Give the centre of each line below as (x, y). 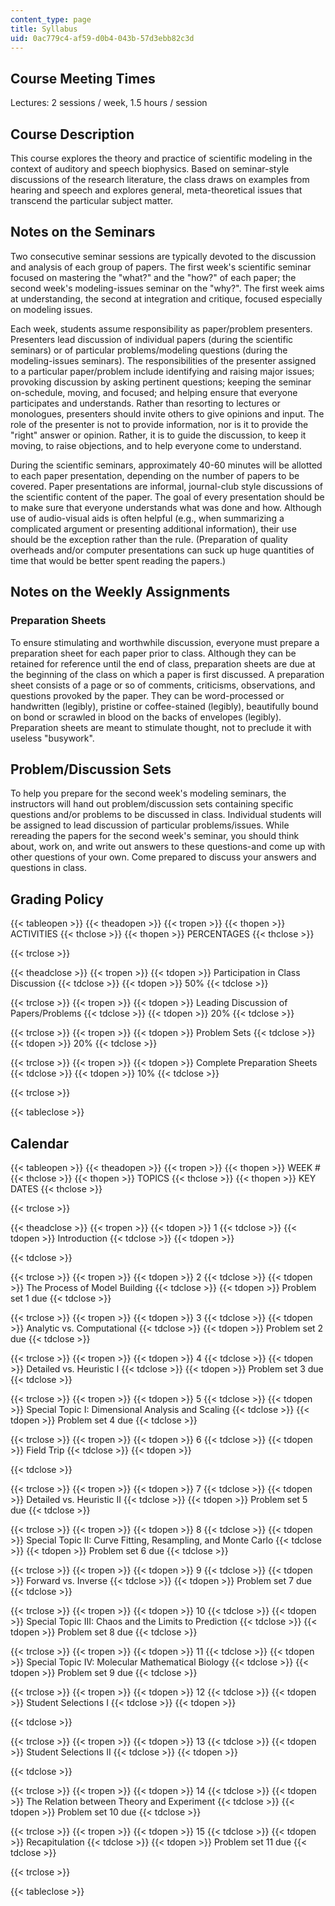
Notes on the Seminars (83, 232)
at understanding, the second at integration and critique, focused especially (166, 298)
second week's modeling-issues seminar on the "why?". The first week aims (167, 288)
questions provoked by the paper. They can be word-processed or (147, 695)
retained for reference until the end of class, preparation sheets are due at (163, 663)
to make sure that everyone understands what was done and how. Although (166, 507)
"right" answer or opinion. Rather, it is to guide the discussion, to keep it (158, 435)
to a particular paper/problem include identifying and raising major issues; (162, 371)
